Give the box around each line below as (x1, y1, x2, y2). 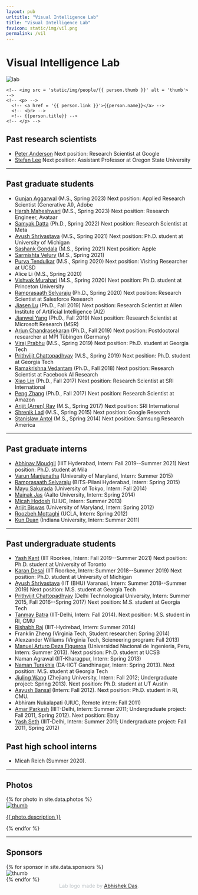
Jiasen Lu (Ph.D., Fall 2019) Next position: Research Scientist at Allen (14, 301, 182, 308)
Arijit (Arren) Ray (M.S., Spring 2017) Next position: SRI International (14, 402, 180, 409)
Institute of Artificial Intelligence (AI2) (14, 308, 105, 315)
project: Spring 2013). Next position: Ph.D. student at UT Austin (14, 680, 168, 687)
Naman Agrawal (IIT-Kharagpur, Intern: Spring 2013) (14, 655, 141, 662)
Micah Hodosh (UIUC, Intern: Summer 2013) (14, 497, 122, 504)
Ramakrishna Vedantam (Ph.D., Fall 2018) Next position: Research (14, 365, 174, 372)
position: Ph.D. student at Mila (14, 466, 88, 473)
